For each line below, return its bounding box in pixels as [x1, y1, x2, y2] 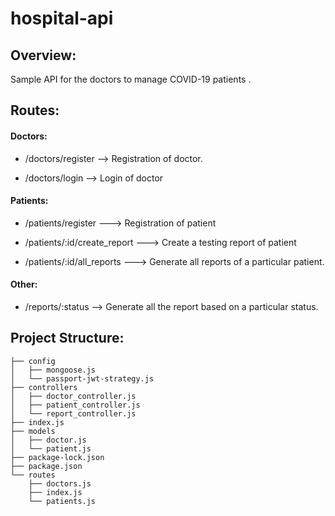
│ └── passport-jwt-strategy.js [10, 373, 155, 384]
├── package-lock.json [10, 452, 105, 462]
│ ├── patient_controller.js [10, 400, 141, 410]
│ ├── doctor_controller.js [10, 391, 137, 401]
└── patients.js [28, 496, 97, 506]
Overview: [10, 47, 77, 64]
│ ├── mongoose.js [10, 365, 97, 375]
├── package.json [10, 461, 83, 471]
